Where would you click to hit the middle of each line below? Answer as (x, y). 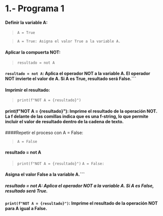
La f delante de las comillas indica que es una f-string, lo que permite (77, 116)
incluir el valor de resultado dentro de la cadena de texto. (64, 121)
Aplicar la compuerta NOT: (33, 52)
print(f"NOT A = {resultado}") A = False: (61, 163)
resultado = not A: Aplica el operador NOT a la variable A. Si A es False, (80, 186)
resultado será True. (27, 191)
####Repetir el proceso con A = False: (44, 133)
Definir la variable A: (27, 22)
